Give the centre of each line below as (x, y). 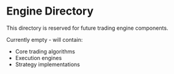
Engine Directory (50, 11)
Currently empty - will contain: (45, 39)
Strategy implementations (48, 64)
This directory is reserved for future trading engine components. (87, 28)
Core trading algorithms (45, 51)
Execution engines (38, 58)
